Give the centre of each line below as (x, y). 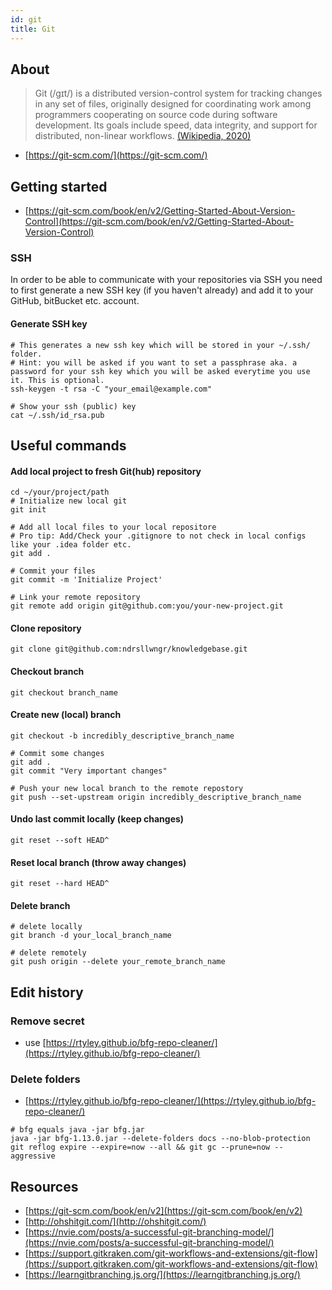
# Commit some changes (57, 753)
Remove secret (47, 1021)
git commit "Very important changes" (89, 771)
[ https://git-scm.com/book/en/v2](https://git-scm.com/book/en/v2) (163, 1211)
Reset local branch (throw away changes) (98, 862)
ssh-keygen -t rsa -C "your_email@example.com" (111, 389)
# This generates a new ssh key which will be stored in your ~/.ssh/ (160, 345)
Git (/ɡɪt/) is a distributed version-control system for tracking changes (178, 93)
